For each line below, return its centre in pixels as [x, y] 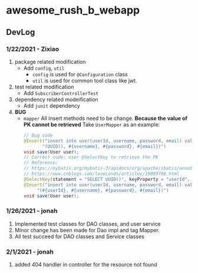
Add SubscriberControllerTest [61, 93]
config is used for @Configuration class [80, 74]
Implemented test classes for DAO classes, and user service [88, 224]
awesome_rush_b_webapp [73, 10]
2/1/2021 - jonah [30, 252]
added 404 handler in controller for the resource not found [86, 264]
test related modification [44, 87]
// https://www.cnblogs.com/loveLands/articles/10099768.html [101, 174]
